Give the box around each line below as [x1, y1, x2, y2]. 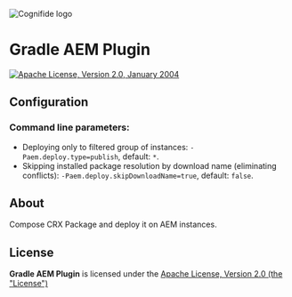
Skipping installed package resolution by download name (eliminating [21, 160, 278, 171]
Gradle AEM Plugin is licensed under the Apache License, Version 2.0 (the [9, 269, 283, 279]
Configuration [9, 94, 89, 110]
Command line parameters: [9, 121, 130, 133]
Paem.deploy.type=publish [21, 152, 118, 162]
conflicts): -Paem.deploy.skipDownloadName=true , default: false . [21, 170, 254, 181]
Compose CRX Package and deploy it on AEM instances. [9, 219, 217, 230]
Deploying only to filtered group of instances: [21, 141, 189, 152]
